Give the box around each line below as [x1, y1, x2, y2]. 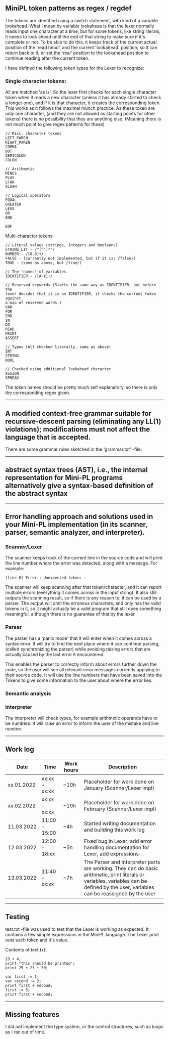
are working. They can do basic [83, 864, 158, 872]
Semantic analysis [5, 690, 51, 697]
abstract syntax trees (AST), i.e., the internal [5, 465, 148, 474]
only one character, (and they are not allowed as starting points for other [5, 111, 155, 117]
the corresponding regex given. [5, 389, 70, 396]
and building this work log [83, 826, 145, 833]
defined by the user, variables [83, 884, 154, 891]
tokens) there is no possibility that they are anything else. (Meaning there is [5, 116, 161, 122]
